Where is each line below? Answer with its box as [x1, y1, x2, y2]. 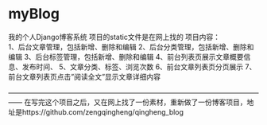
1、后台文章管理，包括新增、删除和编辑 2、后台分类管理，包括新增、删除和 [8, 41, 254, 52]
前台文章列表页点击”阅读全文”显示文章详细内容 [8, 72, 161, 81]
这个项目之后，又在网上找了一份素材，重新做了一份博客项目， [44, 97, 247, 107]
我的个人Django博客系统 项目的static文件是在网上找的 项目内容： [8, 32, 221, 41]
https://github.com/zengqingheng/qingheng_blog [21, 107, 184, 116]
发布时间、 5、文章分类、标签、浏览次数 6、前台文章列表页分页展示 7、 [21, 61, 257, 72]
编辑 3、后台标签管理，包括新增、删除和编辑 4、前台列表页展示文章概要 [8, 52, 244, 61]
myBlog [8, 5, 60, 23]
